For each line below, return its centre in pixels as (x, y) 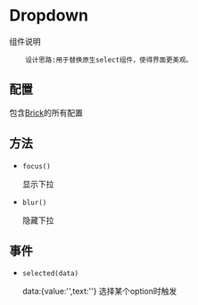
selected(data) (50, 274)
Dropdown (49, 16)
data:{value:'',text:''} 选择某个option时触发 (99, 292)
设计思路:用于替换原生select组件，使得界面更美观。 (109, 60)
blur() (34, 202)
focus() (36, 166)
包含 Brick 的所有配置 (46, 112)
